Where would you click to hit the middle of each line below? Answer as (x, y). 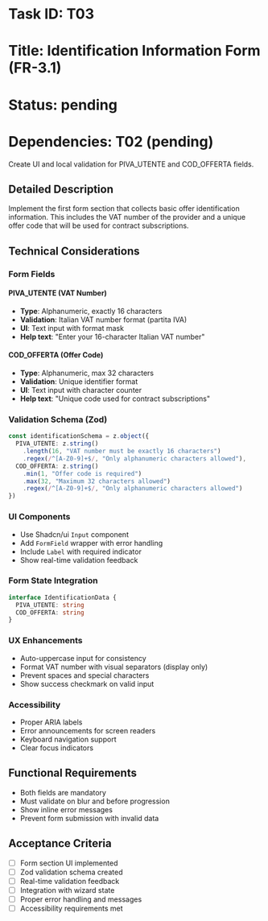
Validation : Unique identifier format (79, 382)
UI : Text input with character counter (81, 390)
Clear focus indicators (57, 748)
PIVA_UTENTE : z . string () (57, 444)
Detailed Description (61, 189)
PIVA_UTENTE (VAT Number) (58, 293)
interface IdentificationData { (62, 597)
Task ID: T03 (52, 14)
